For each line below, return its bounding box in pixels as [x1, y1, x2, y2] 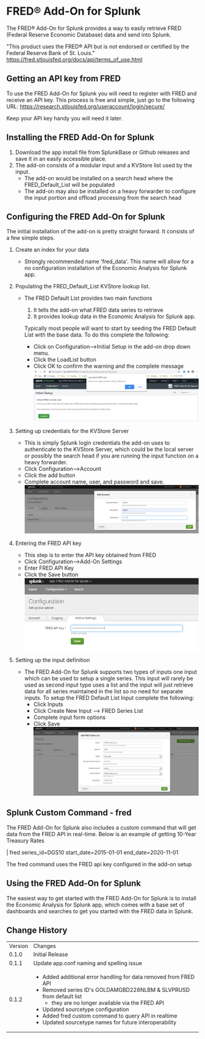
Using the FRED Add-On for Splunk [6, 878, 142, 889]
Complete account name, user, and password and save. [24, 478, 165, 485]
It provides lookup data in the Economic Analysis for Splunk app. [33, 313, 196, 320]
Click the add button [24, 472, 76, 479]
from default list [42, 993, 82, 1000]
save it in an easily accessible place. [15, 155, 107, 162]
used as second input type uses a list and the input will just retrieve [24, 681, 193, 688]
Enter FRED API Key [24, 564, 74, 572]
